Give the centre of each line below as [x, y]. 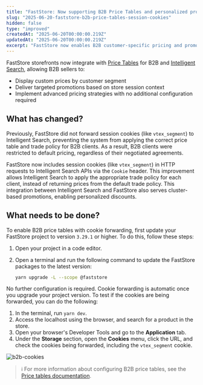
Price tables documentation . [56, 376]
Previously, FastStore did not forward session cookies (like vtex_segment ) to [100, 133]
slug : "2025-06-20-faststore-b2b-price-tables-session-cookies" [89, 17]
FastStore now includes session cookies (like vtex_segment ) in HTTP [91, 164]
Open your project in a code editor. [58, 248]
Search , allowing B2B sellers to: [46, 69]
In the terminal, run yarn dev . [51, 313]
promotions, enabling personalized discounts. [80, 196]
